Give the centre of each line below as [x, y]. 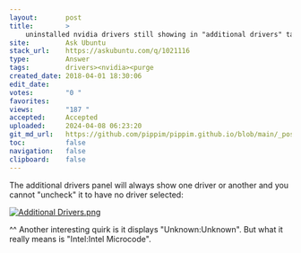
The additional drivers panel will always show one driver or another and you [149, 185]
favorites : [30, 101]
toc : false [48, 143]
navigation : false [48, 151]
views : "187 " [50, 109]
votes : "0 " [46, 92]
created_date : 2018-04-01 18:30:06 [76, 76]
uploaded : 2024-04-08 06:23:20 [76, 126]
